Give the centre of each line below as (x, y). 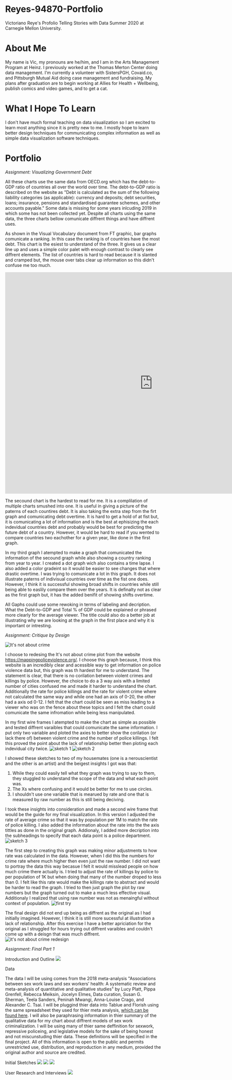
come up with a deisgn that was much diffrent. (53, 934)
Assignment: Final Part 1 (30, 949)
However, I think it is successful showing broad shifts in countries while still (82, 584)
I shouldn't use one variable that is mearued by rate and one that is (81, 794)
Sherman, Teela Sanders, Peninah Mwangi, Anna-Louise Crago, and (75, 999)
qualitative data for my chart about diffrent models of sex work (69, 1020)
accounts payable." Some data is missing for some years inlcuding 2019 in (81, 208)
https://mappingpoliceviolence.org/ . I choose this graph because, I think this (83, 660)
